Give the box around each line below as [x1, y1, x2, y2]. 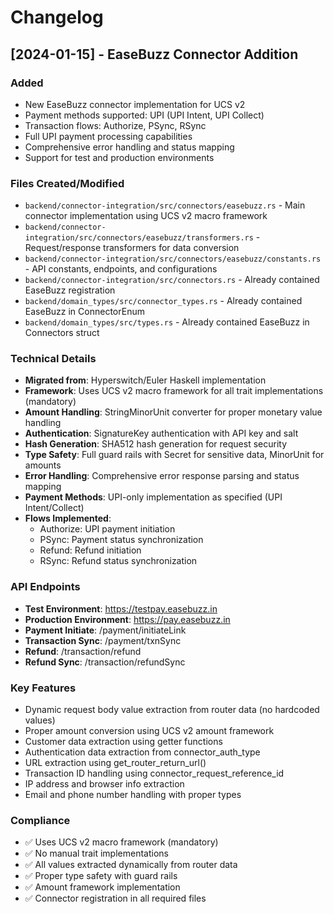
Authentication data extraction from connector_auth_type [24, 746, 261, 758]
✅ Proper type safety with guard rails [24, 870, 178, 882]
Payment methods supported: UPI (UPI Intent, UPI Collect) [24, 109, 265, 121]
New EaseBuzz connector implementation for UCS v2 [24, 98, 246, 110]
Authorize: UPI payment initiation [39, 523, 176, 535]
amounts [24, 459, 62, 471]
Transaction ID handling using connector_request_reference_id [24, 767, 285, 780]
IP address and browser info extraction [24, 778, 185, 790]
